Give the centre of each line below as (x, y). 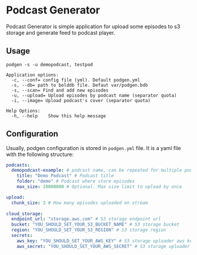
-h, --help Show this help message (59, 116)
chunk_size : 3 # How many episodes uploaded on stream (80, 203)
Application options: (33, 75)
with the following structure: (40, 154)
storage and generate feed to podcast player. (61, 32)
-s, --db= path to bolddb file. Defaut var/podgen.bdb (80, 85)
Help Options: (23, 111)
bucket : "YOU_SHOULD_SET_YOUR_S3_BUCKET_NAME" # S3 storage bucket (96, 225)
